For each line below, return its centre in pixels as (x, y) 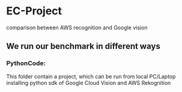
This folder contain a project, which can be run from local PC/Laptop (91, 76)
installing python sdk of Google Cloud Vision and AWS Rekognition (89, 82)
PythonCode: (26, 63)
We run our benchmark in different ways (83, 46)
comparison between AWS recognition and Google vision (77, 27)
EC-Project (34, 11)
